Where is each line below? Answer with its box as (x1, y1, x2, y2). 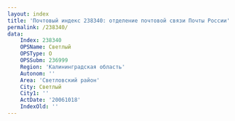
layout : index (7, 10, 50, 18)
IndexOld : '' (20, 103, 59, 110)
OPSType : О (20, 51, 53, 58)
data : (7, 30, 23, 38)
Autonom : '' (20, 70, 55, 77)
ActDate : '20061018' (20, 97, 81, 104)
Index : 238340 (20, 37, 62, 44)
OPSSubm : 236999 (20, 57, 69, 64)
